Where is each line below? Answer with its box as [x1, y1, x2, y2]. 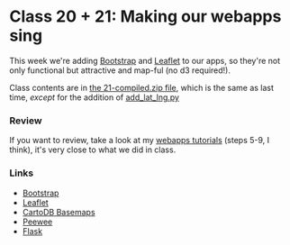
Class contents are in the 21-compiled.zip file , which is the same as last [9, 82, 275, 93]
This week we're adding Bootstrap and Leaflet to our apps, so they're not [9, 55, 281, 66]
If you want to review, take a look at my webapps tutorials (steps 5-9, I [9, 135, 270, 146]
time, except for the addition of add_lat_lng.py [9, 92, 180, 103]
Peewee [22, 216, 53, 227]
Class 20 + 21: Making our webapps [9, 6, 282, 27]
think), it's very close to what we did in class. [9, 144, 177, 155]
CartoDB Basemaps [22, 206, 96, 217]
